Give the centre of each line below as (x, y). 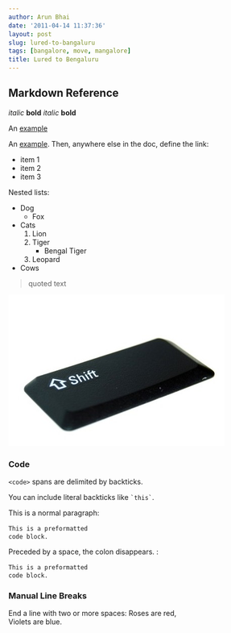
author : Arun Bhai (39, 17)
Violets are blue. (35, 622)
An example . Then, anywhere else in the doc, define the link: (109, 144)
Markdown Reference (64, 93)
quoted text (47, 283)
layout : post (30, 34)
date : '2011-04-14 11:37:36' (57, 25)
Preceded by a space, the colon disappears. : (84, 552)
